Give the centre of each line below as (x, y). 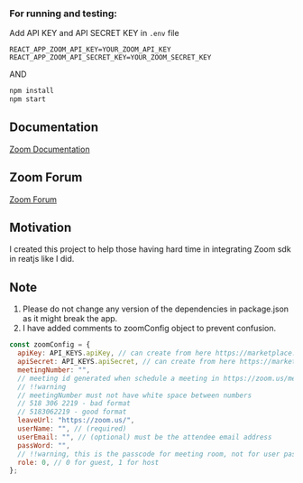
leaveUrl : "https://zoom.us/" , (76, 421)
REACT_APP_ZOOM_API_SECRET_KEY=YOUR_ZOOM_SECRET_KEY (110, 58)
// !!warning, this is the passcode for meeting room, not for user (149, 454)
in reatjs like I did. (42, 259)
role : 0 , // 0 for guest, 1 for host (88, 462)
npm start (28, 99)
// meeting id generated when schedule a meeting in (119, 378)
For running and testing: (63, 14)
